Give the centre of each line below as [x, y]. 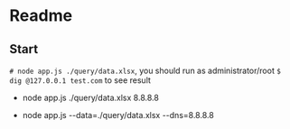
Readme [41, 16]
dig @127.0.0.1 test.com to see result [80, 80]
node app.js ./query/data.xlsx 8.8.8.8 [91, 97]
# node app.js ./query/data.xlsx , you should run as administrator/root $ [145, 70]
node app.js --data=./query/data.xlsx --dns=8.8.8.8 [118, 115]
